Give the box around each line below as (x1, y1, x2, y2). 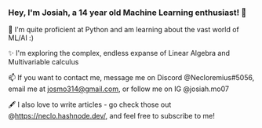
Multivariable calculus (8, 57, 79, 67)
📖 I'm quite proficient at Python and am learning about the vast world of (8, 25, 239, 35)
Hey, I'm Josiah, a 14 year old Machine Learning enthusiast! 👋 (8, 7, 247, 18)
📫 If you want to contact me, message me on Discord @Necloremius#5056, (8, 73, 255, 82)
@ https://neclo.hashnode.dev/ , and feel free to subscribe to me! (8, 112, 216, 121)
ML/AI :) (8, 33, 34, 42)
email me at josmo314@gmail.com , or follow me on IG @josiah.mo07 (8, 84, 230, 93)
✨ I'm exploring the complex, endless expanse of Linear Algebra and (8, 49, 230, 58)
